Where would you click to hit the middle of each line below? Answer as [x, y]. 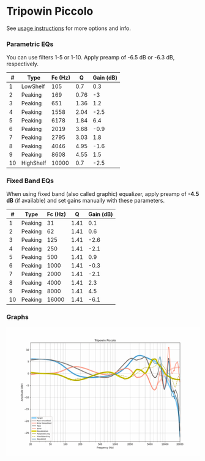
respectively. [22, 64]
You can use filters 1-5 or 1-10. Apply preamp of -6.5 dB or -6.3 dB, [91, 58]
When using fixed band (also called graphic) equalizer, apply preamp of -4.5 [103, 194]
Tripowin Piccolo [50, 11]
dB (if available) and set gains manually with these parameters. [86, 201]
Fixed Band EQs [30, 181]
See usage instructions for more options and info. [69, 28]
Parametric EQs [30, 44]
